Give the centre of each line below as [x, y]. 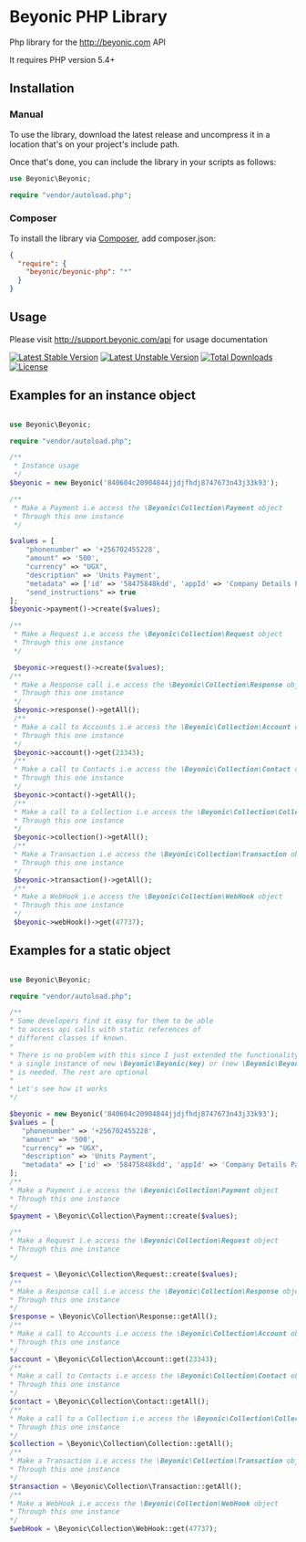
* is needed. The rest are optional [79, 1072]
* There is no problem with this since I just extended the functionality [154, 1055]
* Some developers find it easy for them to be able [112, 1021]
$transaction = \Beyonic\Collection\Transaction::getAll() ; [126, 1486]
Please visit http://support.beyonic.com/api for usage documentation [139, 339]
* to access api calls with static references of [106, 1030]
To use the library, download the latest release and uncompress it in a [140, 134]
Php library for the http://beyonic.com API [88, 42]
